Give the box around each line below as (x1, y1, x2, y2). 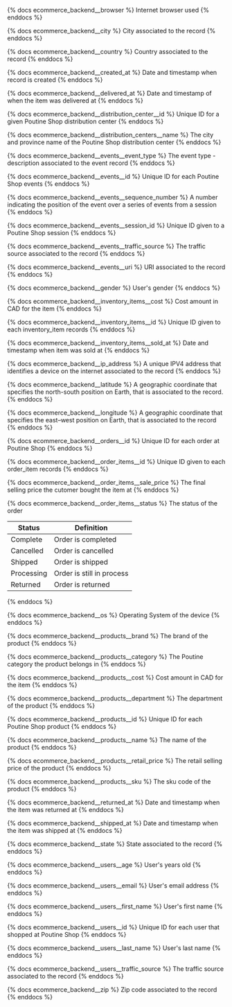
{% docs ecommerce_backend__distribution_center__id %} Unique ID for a (7, 110, 220, 118)
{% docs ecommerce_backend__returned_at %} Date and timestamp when (7, 798, 220, 807)
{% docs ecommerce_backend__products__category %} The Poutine (7, 653, 204, 661)
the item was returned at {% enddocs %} (7, 806, 125, 814)
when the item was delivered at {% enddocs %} (7, 96, 143, 105)
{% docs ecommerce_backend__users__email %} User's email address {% (7, 881, 220, 890)
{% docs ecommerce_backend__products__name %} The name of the (7, 736, 206, 744)
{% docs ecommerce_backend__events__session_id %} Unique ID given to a (7, 221, 225, 230)
